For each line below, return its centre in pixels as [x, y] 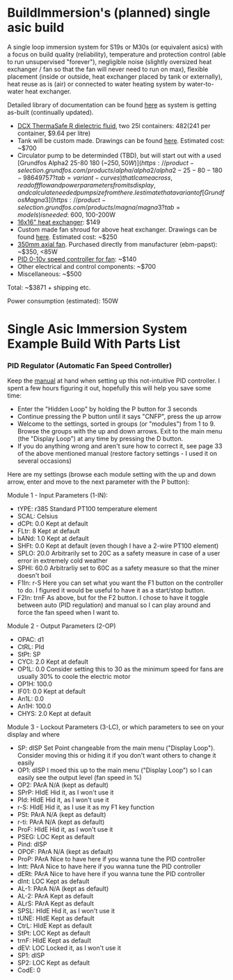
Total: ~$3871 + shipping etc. [49, 287]
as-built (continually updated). [50, 112]
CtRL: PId [31, 647]
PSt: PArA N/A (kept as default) [62, 815]
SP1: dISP [31, 956]
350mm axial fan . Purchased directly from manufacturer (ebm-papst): [117, 244]
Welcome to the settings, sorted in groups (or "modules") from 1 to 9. [116, 424]
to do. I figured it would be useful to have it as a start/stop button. [111, 590]
